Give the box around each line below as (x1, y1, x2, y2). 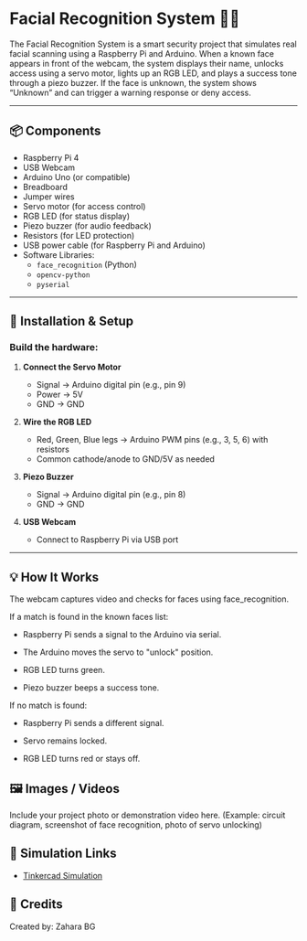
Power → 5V (36, 389, 84, 401)
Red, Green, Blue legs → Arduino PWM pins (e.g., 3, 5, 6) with (36, 434, 269, 445)
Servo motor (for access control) (22, 200, 146, 211)
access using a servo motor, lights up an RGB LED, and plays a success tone (9, 68, 297, 79)
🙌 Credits (9, 896, 64, 913)
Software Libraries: (22, 249, 95, 260)
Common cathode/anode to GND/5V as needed (36, 454, 215, 465)
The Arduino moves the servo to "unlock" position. (22, 647, 214, 658)
